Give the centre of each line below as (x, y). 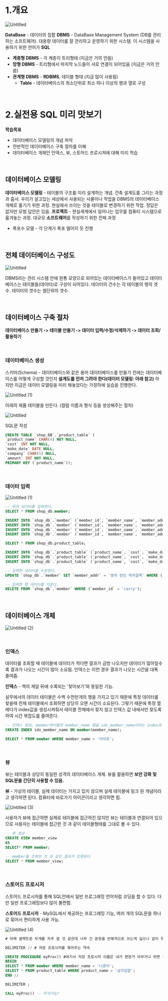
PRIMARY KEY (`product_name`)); (39, 463)
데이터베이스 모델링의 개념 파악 (42, 140)
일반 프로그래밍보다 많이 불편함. (41, 902)
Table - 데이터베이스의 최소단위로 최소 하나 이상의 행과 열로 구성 (83, 83)
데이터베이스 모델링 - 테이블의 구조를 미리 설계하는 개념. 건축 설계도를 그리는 (79, 193)
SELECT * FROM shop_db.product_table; (45, 543)
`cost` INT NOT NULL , (28, 444)
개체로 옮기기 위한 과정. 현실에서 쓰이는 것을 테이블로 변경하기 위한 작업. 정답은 (82, 205)
